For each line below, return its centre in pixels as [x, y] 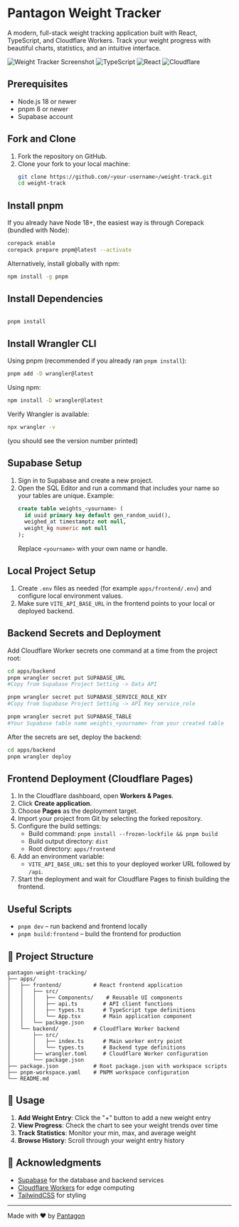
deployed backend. [46, 611]
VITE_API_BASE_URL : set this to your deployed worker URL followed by [129, 864]
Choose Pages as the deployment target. [78, 811]
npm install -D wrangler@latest [55, 400]
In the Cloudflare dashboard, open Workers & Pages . [96, 796]
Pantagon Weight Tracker [84, 13]
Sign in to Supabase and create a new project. [85, 480]
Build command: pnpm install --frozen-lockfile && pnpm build [123, 834]
